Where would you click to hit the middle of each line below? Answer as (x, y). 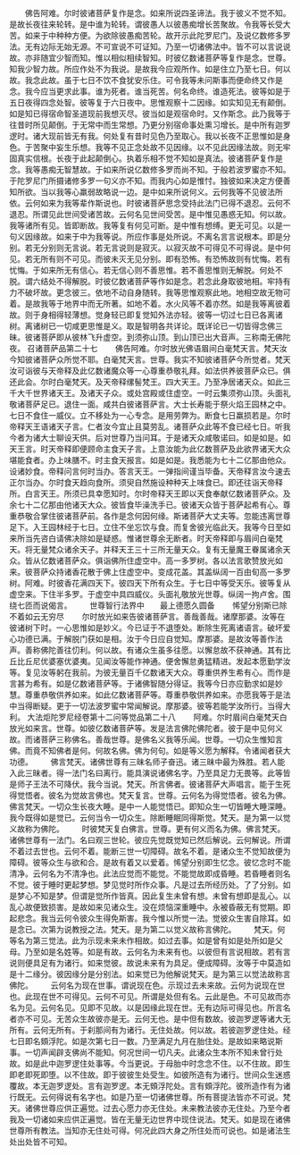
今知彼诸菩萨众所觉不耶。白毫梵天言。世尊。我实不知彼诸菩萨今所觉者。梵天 (150, 359)
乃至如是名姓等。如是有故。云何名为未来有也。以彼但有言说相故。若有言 (158, 952)
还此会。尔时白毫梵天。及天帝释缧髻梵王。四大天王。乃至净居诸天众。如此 (146, 382)
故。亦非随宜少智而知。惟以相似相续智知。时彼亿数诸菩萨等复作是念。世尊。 (150, 58)
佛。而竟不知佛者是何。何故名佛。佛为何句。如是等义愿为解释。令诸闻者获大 (150, 750)
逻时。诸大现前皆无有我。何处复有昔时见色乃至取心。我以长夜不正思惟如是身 (150, 136)
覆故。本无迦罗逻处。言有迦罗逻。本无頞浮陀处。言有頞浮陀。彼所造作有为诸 (150, 1086)
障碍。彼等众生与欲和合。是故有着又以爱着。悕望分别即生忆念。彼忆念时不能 (150, 862)
